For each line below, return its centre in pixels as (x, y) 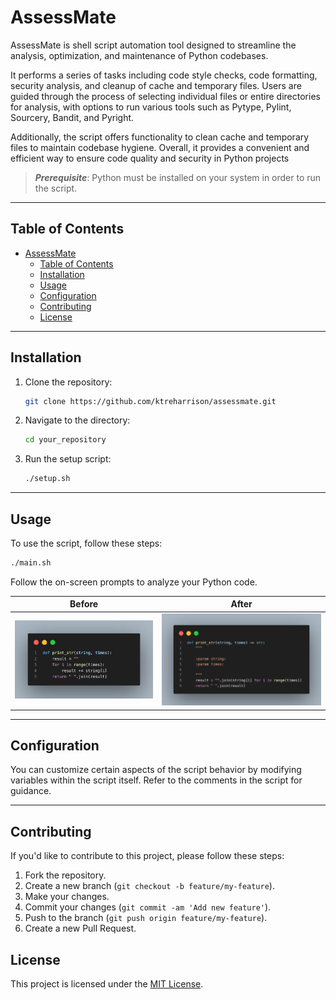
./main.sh (31, 563)
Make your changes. (67, 897)
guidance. (31, 791)
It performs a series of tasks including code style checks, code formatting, (164, 75)
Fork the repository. (65, 875)
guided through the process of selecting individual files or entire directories (165, 96)
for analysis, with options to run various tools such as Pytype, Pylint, (151, 107)
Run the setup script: (68, 459)
